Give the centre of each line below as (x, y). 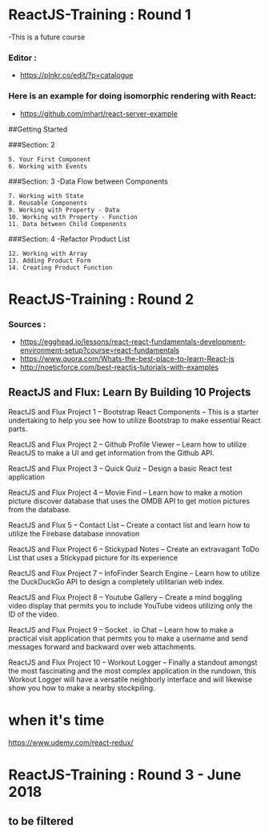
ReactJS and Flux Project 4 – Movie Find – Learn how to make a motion (125, 492)
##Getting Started (38, 129)
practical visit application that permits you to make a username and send (128, 638)
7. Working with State (46, 196)
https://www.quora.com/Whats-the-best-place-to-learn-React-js (127, 359)
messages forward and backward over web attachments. (102, 646)
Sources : (27, 324)
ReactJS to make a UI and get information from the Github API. (111, 453)
